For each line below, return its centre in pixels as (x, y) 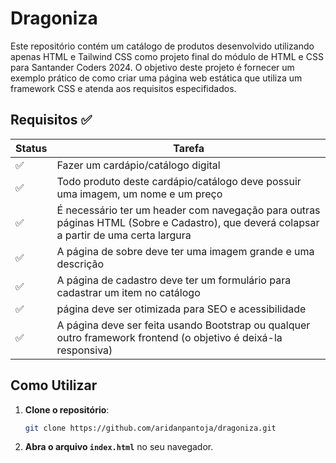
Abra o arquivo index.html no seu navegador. (119, 447)
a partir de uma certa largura (124, 235)
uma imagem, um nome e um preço (139, 194)
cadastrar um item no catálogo (128, 292)
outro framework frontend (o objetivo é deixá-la (169, 337)
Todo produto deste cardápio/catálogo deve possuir (179, 181)
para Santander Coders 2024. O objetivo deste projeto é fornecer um (152, 67)
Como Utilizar (54, 385)
